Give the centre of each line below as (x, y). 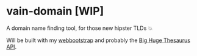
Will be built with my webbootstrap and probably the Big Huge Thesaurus (99, 40)
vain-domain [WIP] (55, 11)
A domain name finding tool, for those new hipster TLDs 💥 (80, 28)
